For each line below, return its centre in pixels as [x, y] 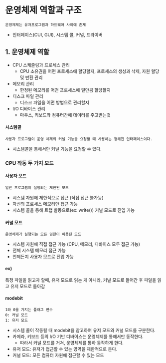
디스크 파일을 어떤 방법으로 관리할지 [55, 102]
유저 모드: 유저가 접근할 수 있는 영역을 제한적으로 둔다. [65, 349]
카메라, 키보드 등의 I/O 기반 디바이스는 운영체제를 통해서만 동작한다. [78, 336]
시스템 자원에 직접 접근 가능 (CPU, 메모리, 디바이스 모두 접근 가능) [76, 244]
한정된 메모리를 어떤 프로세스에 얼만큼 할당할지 [65, 90]
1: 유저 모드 [17, 320]
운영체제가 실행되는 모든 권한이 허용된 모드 [43, 234]
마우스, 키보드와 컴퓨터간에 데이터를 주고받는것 [65, 115]
